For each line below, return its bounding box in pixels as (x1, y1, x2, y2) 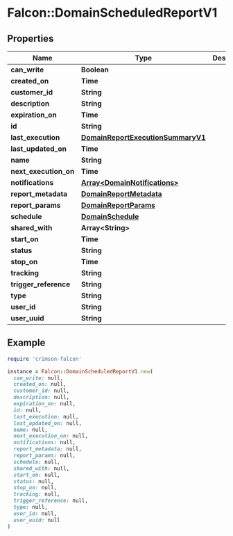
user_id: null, (13, 510, 58, 517)
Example (7, 337, 46, 349)
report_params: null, (13, 452, 76, 460)
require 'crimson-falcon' (7, 355, 82, 362)
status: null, (13, 478, 54, 485)
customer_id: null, (13, 387, 70, 394)
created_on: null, (13, 381, 67, 388)
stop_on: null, (13, 485, 58, 492)
